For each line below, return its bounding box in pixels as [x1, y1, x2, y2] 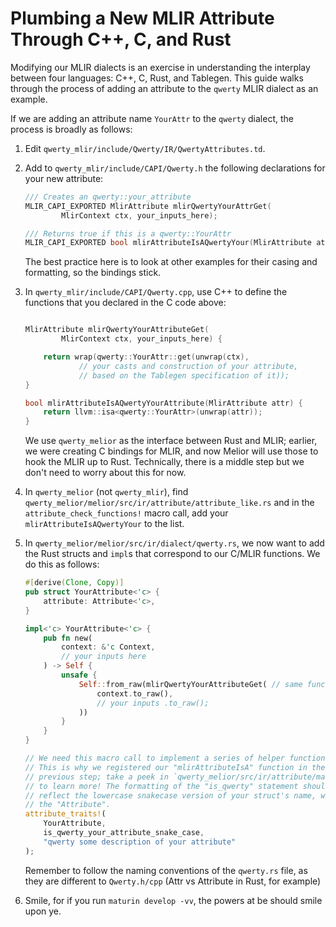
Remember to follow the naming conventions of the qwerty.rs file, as [24, 864, 308, 876]
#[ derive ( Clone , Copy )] [24, 578, 125, 588]
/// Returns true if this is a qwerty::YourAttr [24, 228, 232, 239]
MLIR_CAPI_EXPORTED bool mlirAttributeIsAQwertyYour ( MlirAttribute [24, 238, 313, 248]
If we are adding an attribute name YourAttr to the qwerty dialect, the [10, 112, 294, 124]
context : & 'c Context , [61, 642, 156, 652]
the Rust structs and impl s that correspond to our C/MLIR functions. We [24, 548, 321, 560]
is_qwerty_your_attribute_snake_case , [43, 828, 205, 838]
